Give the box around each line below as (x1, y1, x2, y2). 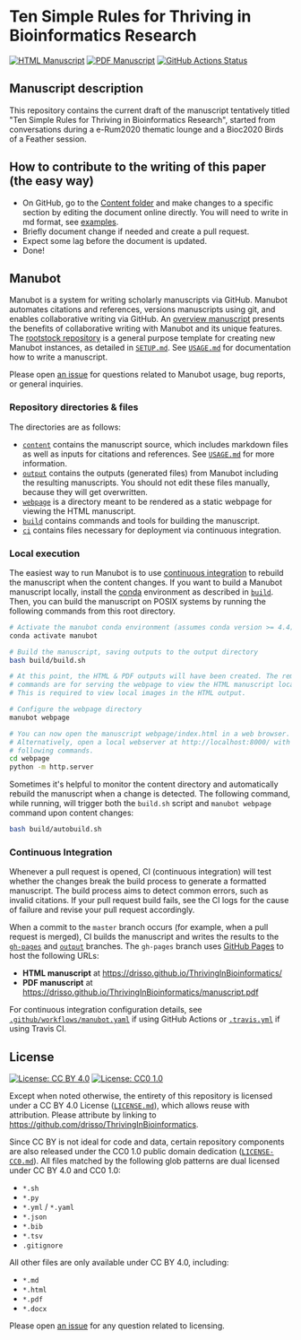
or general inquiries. (9, 379, 83, 389)
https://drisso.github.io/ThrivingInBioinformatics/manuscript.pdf (21, 987, 259, 997)
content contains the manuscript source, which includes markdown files (21, 439, 288, 449)
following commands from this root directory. (9, 605, 176, 616)
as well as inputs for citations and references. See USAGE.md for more (21, 448, 275, 459)
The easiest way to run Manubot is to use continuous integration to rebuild (9, 567, 284, 578)
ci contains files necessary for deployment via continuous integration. (21, 525, 282, 535)
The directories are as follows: (9, 422, 121, 432)
